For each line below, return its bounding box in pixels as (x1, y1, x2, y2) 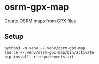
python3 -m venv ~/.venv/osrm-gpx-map (4, 45, 85, 51)
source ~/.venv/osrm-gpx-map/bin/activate (4, 50, 94, 55)
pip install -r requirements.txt (4, 54, 74, 59)
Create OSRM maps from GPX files (4, 18, 76, 24)
